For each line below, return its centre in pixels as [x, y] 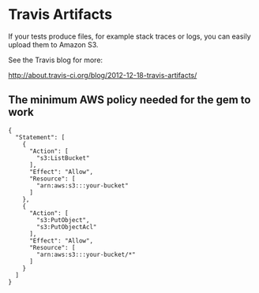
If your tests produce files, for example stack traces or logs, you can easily [129, 36]
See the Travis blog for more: [56, 60]
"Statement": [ [40, 137]
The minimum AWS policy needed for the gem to [129, 100]
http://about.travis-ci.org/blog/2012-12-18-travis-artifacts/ [103, 75]
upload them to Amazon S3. [53, 44]
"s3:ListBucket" [63, 158]
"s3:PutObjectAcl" [67, 227]
